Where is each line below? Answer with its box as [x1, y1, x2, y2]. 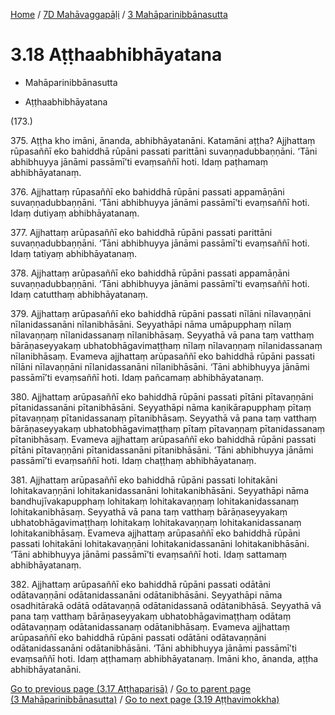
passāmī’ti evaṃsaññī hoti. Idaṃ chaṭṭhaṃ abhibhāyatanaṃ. [10, 454, 257, 466]
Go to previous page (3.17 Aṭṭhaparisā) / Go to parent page [10, 682, 252, 694]
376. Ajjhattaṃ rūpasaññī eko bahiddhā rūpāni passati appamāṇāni [10, 185, 285, 198]
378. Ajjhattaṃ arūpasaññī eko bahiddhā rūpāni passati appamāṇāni [10, 267, 290, 279]
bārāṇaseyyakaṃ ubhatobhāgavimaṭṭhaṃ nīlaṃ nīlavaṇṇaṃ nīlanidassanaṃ [10, 339, 323, 351]
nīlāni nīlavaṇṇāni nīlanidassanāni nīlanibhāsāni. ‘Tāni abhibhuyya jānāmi [10, 360, 310, 373]
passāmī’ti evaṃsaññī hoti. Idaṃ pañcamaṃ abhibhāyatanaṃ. [10, 371, 264, 383]
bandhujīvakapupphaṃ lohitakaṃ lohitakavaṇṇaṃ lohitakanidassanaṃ [10, 495, 300, 507]
